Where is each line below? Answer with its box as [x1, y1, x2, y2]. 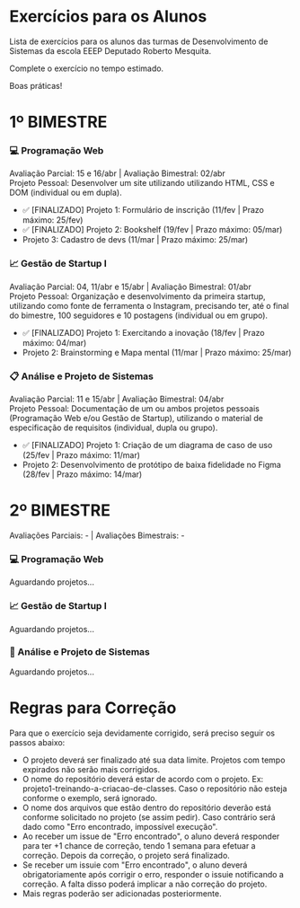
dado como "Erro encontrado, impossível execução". [22, 821, 218, 832]
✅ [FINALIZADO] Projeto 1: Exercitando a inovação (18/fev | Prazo [22, 327, 265, 338]
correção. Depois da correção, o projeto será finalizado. [22, 850, 231, 860]
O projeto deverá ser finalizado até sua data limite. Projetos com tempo [22, 754, 286, 765]
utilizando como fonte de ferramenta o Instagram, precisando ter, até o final [9, 300, 289, 311]
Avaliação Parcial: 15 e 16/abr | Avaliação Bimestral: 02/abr [9, 168, 226, 179]
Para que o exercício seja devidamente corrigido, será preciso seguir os [9, 727, 276, 738]
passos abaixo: [9, 736, 66, 747]
